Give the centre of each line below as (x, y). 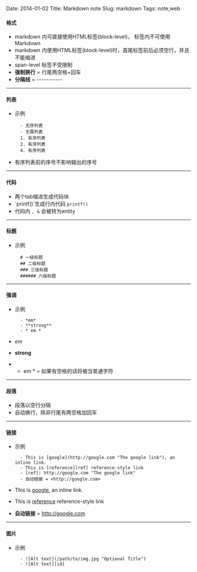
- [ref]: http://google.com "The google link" (78, 473)
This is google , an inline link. (49, 490)
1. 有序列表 (33, 138)
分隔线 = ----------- (38, 80)
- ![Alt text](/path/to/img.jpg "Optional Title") (83, 559)
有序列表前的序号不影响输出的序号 (56, 162)
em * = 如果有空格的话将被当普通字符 (68, 371)
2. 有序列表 (33, 145)
